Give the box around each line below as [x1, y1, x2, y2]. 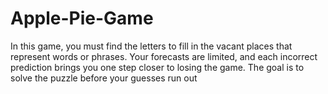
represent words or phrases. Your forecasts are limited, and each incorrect [10, 50, 318, 62]
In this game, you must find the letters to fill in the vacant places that [10, 40, 293, 52]
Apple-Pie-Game [10, 7, 154, 30]
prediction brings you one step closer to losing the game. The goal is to [10, 61, 305, 73]
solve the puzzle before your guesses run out [10, 72, 198, 84]
